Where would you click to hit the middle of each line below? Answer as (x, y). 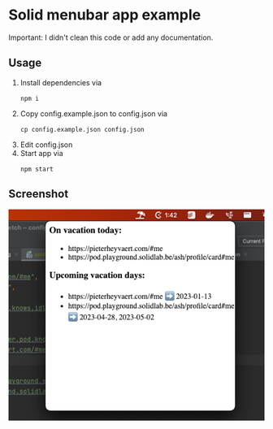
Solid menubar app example (105, 15)
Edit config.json (46, 145)
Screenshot (39, 194)
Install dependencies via (61, 82)
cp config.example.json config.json (82, 129)
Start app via (41, 153)
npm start (37, 169)
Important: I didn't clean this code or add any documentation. (111, 37)
